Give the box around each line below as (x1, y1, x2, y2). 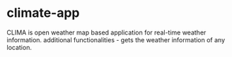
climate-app (6, 5, 80, 21)
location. (6, 43, 33, 51)
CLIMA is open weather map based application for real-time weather (6, 28, 207, 37)
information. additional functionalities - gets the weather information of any (6, 35, 226, 44)
